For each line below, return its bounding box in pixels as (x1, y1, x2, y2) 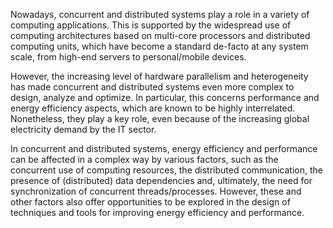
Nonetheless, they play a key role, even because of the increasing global (10, 113, 310, 124)
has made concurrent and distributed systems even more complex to (10, 81, 295, 93)
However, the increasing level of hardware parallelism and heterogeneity (10, 70, 309, 82)
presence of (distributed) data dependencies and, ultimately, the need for (10, 175, 313, 186)
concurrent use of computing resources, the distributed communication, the (10, 164, 323, 176)
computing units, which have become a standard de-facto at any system (10, 40, 309, 52)
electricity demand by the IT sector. (10, 124, 157, 135)
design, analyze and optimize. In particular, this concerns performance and (10, 92, 320, 103)
